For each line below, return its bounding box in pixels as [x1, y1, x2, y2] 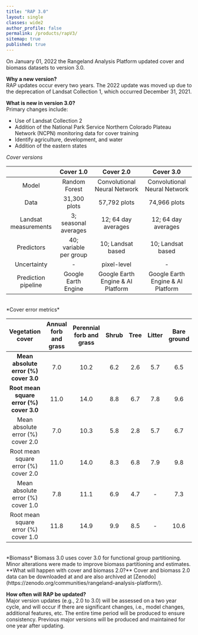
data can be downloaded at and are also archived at [6, 573, 133, 580]
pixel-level [101, 260, 131, 269]
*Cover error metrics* [6, 306, 60, 313]
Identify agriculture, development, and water [14, 136, 123, 143]
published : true [6, 42, 46, 48]
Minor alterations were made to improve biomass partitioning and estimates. [6, 560, 191, 567]
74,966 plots [148, 198, 185, 207]
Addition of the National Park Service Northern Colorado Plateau [14, 123, 171, 130]
